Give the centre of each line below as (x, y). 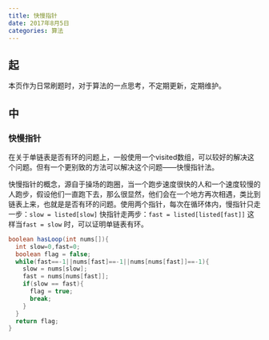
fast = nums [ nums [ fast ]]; (66, 277)
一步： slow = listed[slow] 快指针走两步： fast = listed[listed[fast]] (127, 214)
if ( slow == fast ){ (53, 284)
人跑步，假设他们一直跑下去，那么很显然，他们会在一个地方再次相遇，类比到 (134, 194)
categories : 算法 (36, 30)
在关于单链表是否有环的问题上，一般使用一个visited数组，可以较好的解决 (128, 157)
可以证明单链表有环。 (112, 224)
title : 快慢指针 (33, 16)
